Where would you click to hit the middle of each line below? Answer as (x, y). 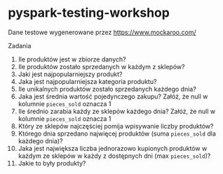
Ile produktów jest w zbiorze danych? (72, 59)
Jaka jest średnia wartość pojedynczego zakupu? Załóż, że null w (113, 96)
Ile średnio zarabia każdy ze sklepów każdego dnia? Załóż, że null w (117, 111)
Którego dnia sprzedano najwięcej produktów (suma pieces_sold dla (117, 133)
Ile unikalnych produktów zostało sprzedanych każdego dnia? (107, 89)
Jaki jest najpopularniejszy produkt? (70, 74)
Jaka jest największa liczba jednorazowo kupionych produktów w (113, 148)
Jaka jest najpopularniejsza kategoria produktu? (87, 81)
